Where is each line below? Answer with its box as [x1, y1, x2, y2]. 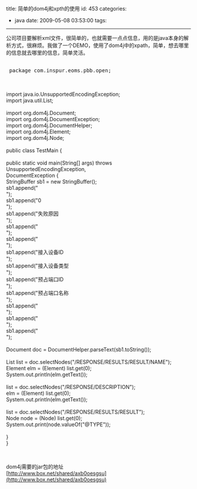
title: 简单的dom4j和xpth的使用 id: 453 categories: [6, 5, 127, 12]
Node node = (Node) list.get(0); [6, 415, 83, 421]
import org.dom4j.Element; [6, 128, 71, 135]
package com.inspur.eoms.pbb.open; [9, 67, 111, 73]
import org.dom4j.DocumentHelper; [6, 122, 93, 129]
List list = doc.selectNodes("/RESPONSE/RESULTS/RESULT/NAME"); [6, 359, 172, 366]
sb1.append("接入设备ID [6, 249, 64, 256]
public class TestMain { [6, 147, 63, 154]
